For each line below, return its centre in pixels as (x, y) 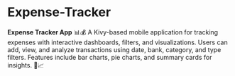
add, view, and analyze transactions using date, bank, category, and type (114, 49)
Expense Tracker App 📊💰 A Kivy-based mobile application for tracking (113, 32)
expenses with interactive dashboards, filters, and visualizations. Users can (118, 42)
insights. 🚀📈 (26, 65)
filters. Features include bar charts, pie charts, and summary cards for (110, 57)
